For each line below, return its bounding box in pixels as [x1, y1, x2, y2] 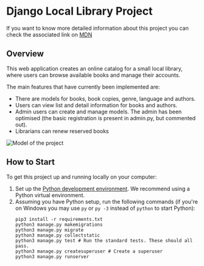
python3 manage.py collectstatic [15, 232, 100, 239]
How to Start [6, 157, 55, 167]
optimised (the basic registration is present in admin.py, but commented [15, 114, 196, 121]
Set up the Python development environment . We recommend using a [15, 185, 190, 192]
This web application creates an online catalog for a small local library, [6, 65, 183, 72]
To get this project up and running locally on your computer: [6, 173, 157, 181]
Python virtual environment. [15, 191, 85, 199]
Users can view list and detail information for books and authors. [15, 101, 178, 109]
